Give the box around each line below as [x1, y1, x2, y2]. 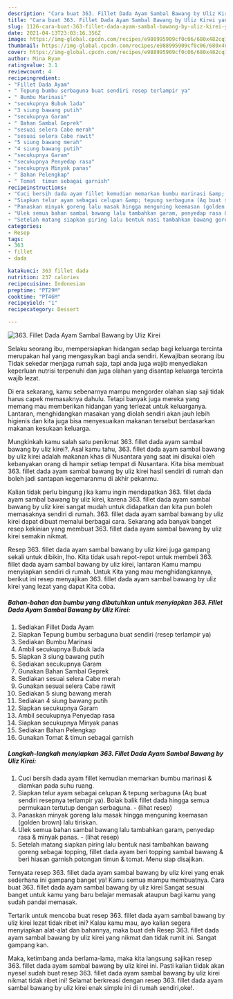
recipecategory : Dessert [8, 306, 80, 313]
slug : [8, 23, 24, 30]
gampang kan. [8, 940, 49, 949]
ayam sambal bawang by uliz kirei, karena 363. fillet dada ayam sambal [8, 495, 211, 503]
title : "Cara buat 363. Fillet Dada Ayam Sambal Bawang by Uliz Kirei [8, 17, 216, 24]
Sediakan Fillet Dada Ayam [17, 623, 94, 631]
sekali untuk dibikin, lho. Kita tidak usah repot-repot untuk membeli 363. [8, 553, 213, 561]
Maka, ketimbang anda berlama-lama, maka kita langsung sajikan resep [8, 954, 212, 962]
